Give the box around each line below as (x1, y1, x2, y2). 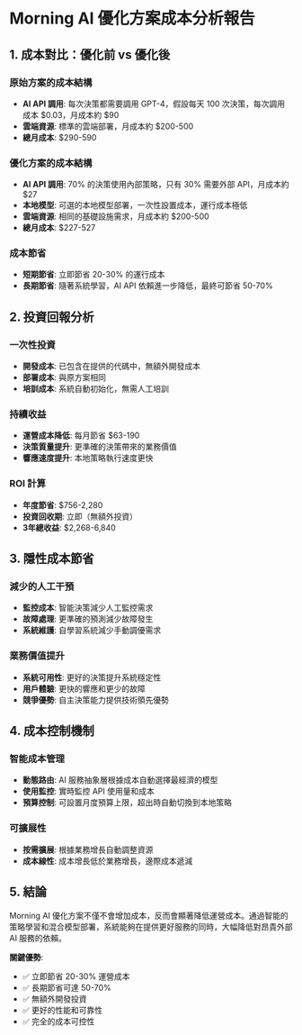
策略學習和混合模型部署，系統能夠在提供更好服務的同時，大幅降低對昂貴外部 (9, 921, 293, 932)
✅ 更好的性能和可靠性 (22, 1004, 103, 1015)
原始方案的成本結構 (9, 76, 93, 88)
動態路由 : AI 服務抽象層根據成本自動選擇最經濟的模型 (22, 775, 218, 785)
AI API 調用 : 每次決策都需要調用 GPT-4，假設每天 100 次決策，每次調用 (22, 98, 286, 109)
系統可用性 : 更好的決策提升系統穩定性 (22, 672, 162, 683)
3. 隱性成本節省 (9, 551, 94, 567)
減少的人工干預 (9, 580, 75, 593)
